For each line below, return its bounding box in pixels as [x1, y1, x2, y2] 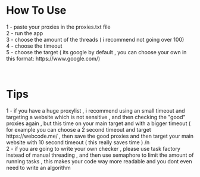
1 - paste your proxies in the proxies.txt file [6, 23, 111, 30]
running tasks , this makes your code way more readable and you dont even [6, 157, 192, 164]
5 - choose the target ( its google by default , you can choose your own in [6, 48, 187, 55]
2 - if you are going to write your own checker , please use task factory [6, 145, 180, 152]
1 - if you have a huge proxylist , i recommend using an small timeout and [6, 107, 186, 114]
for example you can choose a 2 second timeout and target [6, 126, 152, 133]
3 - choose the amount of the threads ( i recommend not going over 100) [6, 36, 185, 43]
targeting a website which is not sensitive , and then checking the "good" [6, 113, 186, 120]
